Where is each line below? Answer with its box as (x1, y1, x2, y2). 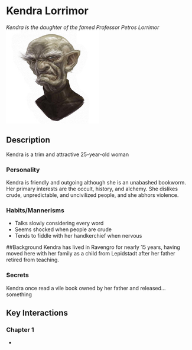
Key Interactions (6, 308, 68, 318)
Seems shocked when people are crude (14, 226, 112, 233)
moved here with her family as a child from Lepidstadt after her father (6, 250, 175, 257)
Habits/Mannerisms (6, 206, 65, 214)
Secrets (6, 271, 30, 279)
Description (6, 135, 50, 145)
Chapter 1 (6, 325, 34, 333)
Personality (6, 166, 40, 174)
